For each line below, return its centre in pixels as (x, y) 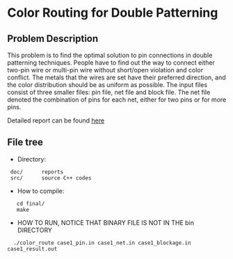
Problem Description (53, 39)
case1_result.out (32, 249)
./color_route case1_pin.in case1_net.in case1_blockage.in (102, 243)
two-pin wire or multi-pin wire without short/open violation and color (105, 70)
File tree (25, 142)
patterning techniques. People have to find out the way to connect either (111, 63)
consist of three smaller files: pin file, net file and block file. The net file (109, 92)
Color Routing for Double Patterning (113, 13)
